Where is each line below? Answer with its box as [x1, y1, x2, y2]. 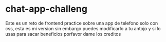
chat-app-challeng [5, 3, 87, 15]
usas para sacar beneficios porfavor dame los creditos [5, 31, 121, 37]
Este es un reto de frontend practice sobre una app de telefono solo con [5, 20, 158, 26]
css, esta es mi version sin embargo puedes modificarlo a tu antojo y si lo [5, 25, 161, 31]
